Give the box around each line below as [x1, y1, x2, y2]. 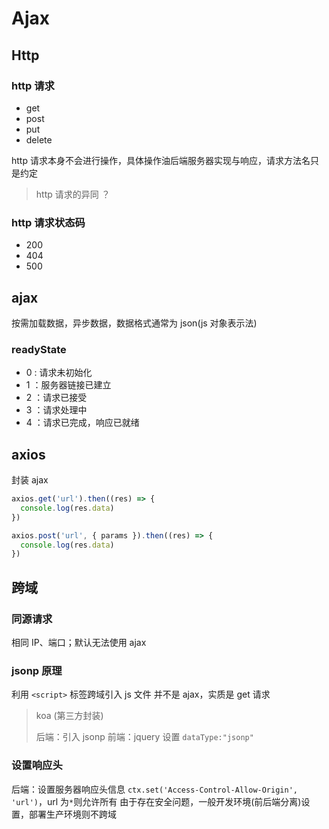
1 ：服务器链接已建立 [25, 379, 112, 391]
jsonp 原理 [11, 663, 63, 677]
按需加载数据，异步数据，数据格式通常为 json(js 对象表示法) [11, 317, 258, 329]
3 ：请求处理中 [25, 404, 88, 416]
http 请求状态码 [11, 215, 86, 229]
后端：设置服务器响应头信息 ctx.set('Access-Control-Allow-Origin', [11, 783, 298, 795]
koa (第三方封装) [35, 710, 104, 722]
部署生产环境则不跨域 [28, 808, 117, 820]
